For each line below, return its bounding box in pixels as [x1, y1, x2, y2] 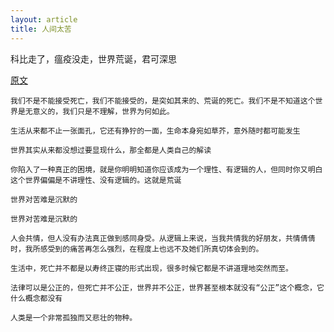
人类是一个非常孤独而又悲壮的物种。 [10, 312, 138, 323]
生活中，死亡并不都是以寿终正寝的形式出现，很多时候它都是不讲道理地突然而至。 [10, 263, 293, 273]
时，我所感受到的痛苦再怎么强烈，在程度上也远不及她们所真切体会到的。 [10, 244, 264, 254]
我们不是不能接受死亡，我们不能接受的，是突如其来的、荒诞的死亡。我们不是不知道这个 [10, 96, 316, 106]
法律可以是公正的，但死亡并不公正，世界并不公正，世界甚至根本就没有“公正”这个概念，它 [10, 282, 325, 293]
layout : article [10, 14, 78, 25]
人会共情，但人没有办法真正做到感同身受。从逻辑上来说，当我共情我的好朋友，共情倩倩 [10, 233, 316, 243]
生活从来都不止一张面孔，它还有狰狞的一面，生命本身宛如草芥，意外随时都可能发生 [10, 126, 301, 136]
